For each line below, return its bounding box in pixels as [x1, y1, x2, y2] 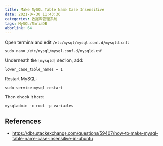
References [5, 117, 41, 125]
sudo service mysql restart [5, 85, 63, 91]
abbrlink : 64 [5, 26, 32, 31]
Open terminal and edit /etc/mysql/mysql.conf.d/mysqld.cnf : [5, 39, 129, 45]
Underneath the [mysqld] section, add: [5, 57, 84, 63]
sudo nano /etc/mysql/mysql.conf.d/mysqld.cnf [5, 49, 102, 54]
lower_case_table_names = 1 [5, 67, 63, 72]
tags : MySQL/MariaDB [5, 21, 48, 26]
